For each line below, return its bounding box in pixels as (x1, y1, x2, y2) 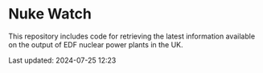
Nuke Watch (8, 5, 92, 23)
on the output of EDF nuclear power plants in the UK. (8, 39, 183, 49)
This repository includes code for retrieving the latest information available (8, 31, 256, 41)
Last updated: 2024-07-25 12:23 (8, 55, 117, 65)
